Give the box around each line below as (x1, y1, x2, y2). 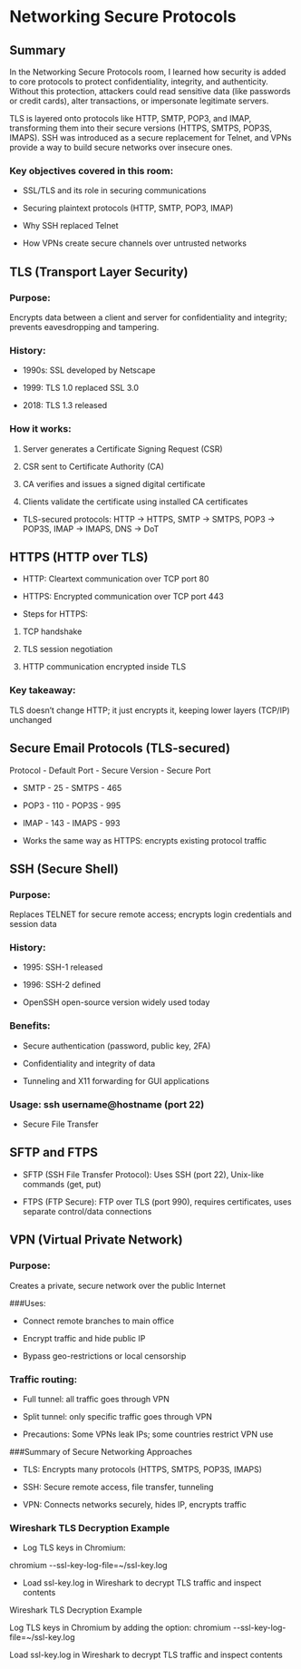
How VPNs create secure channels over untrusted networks (22, 238, 248, 249)
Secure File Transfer (22, 1118, 99, 1130)
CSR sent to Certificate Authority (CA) (22, 461, 165, 472)
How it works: (9, 423, 72, 435)
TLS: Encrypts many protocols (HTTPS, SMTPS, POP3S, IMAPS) (22, 1463, 263, 1475)
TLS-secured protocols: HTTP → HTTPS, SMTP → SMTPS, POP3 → (22, 513, 276, 524)
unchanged (9, 714, 53, 725)
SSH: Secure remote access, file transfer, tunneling (22, 1481, 214, 1492)
